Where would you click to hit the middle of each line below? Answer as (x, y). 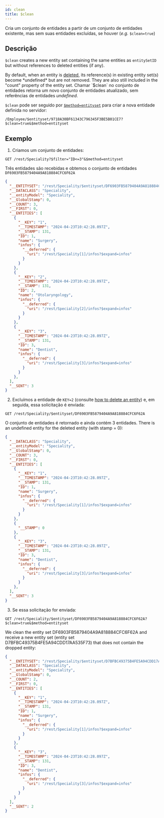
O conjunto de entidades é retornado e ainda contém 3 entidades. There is (80, 423)
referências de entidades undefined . (41, 96)
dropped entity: (20, 648)
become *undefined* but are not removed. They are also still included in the (82, 80)
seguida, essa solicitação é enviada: (49, 405)
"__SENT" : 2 (22, 806)
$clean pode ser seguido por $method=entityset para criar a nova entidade (80, 105)
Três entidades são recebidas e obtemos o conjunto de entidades (71, 168)
